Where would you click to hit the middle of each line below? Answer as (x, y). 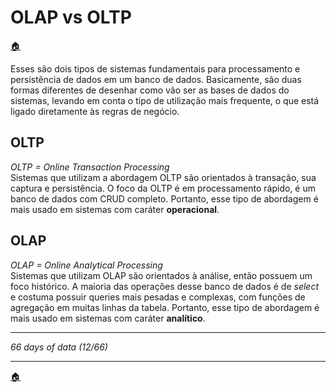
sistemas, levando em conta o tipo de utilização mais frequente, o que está (165, 100)
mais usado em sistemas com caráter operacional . (115, 209)
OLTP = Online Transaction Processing (90, 167)
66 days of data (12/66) (59, 347)
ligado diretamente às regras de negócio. (95, 111)
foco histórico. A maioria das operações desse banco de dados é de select (165, 286)
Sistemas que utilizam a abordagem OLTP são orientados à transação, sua (163, 177)
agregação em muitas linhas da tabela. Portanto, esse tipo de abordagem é (165, 307)
